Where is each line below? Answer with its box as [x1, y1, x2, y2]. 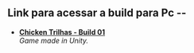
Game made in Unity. [18, 36, 89, 45]
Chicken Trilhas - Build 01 [18, 27, 106, 36]
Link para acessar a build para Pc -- [7, 6, 187, 20]
